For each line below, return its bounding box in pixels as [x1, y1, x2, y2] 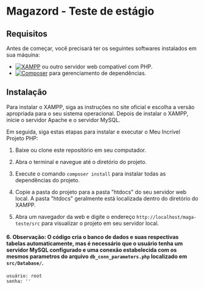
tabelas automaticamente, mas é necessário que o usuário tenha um [6, 240, 183, 248]
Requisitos [6, 29, 47, 39]
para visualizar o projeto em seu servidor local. [41, 219, 160, 227]
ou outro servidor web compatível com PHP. [41, 63, 153, 70]
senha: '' [6, 279, 32, 285]
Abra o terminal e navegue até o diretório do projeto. [15, 158, 147, 165]
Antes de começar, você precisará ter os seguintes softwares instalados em [6, 45, 197, 52]
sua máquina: [6, 51, 40, 59]
